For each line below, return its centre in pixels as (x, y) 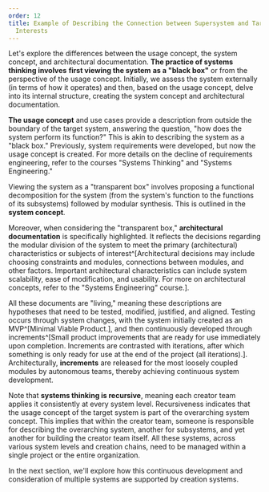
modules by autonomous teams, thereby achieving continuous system (124, 372)
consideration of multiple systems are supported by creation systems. (124, 479)
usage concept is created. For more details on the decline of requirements (130, 154)
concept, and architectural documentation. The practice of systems (121, 62)
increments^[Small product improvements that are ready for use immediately (134, 337)
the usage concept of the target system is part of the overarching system (129, 413)
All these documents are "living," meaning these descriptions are (115, 303)
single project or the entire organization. (74, 455)
